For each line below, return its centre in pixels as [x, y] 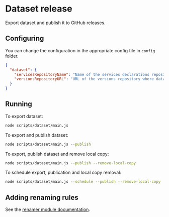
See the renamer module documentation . [48, 209]
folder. [12, 56]
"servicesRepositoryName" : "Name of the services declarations [82, 74]
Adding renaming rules [42, 197]
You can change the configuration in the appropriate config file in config [80, 50]
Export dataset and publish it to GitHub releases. [55, 23]
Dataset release [39, 9]
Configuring [25, 38]
